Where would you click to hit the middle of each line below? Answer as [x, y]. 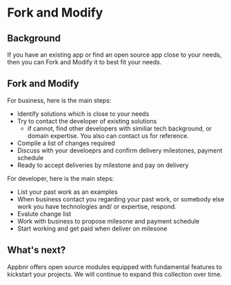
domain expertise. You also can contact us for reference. [108, 135]
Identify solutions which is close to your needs [83, 114]
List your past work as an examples [68, 192]
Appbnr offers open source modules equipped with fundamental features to [115, 266]
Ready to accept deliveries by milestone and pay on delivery [103, 165]
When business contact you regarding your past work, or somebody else [121, 199]
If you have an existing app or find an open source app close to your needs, [114, 55]
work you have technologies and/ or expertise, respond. [97, 206]
